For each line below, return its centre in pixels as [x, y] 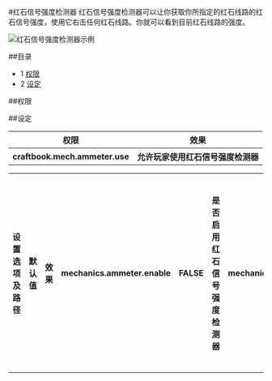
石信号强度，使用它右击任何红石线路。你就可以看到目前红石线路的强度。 [129, 22]
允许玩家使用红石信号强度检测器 [198, 157]
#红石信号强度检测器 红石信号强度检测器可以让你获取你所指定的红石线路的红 [136, 12]
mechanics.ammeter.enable [116, 273]
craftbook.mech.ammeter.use [71, 156]
